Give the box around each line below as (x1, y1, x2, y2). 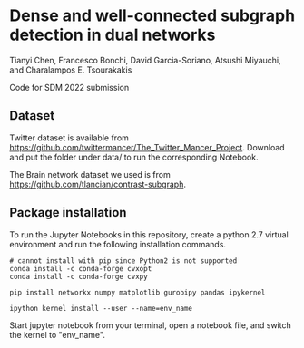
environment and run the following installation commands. (9, 238, 227, 249)
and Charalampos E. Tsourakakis (9, 64, 132, 75)
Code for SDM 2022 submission (9, 82, 130, 92)
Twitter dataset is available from (9, 132, 130, 143)
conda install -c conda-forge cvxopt (9, 264, 152, 273)
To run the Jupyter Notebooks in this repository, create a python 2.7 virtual (9, 228, 289, 240)
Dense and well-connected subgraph (9, 5, 296, 26)
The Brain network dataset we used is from (9, 169, 171, 179)
